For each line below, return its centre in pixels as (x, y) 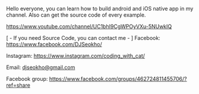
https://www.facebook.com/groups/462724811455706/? (118, 79)
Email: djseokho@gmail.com (41, 67)
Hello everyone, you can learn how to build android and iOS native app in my (100, 9)
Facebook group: (27, 79)
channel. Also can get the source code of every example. (76, 15)
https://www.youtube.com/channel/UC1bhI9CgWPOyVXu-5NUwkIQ (89, 26)
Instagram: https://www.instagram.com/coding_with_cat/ (76, 56)
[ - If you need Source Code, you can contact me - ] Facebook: (83, 38)
